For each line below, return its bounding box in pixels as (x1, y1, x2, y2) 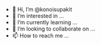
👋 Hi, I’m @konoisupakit (12, 6, 72, 13)
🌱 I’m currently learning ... (12, 19, 78, 26)
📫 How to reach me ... (12, 32, 69, 39)
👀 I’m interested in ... (12, 12, 64, 19)
